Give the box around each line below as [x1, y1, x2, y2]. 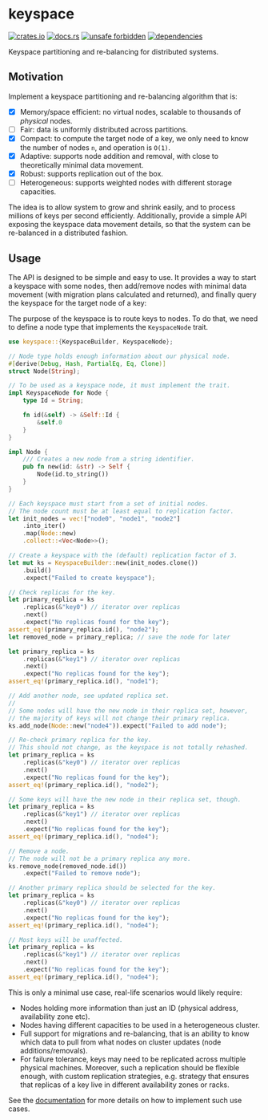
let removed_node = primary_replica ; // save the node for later [8, 633, 230, 641]
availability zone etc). [19, 1012, 90, 1021]
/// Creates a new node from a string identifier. [22, 455, 195, 464]
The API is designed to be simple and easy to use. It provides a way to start [8, 272, 257, 282]
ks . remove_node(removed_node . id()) [8, 862, 127, 870]
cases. [8, 1104, 30, 1114]
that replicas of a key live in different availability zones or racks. [19, 1080, 230, 1090]
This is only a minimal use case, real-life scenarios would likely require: [8, 988, 242, 997]
